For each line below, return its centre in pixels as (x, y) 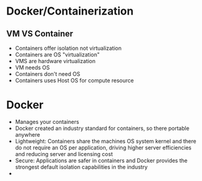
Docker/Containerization (70, 11)
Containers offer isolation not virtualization (68, 48)
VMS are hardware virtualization (55, 61)
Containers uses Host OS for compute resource (74, 80)
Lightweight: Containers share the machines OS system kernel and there (106, 141)
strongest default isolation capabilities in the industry (81, 167)
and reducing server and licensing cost (64, 154)
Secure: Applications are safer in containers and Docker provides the (101, 160)
